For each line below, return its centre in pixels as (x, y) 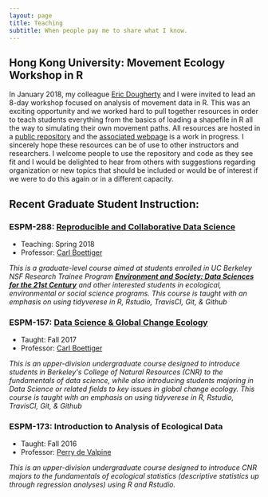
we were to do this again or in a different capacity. (91, 179)
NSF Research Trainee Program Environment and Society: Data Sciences (132, 276)
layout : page (31, 16)
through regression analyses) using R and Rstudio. (93, 485)
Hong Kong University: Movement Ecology (117, 63)
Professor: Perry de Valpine (66, 452)
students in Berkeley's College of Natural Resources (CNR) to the (116, 372)
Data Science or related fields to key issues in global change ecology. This (132, 389)
